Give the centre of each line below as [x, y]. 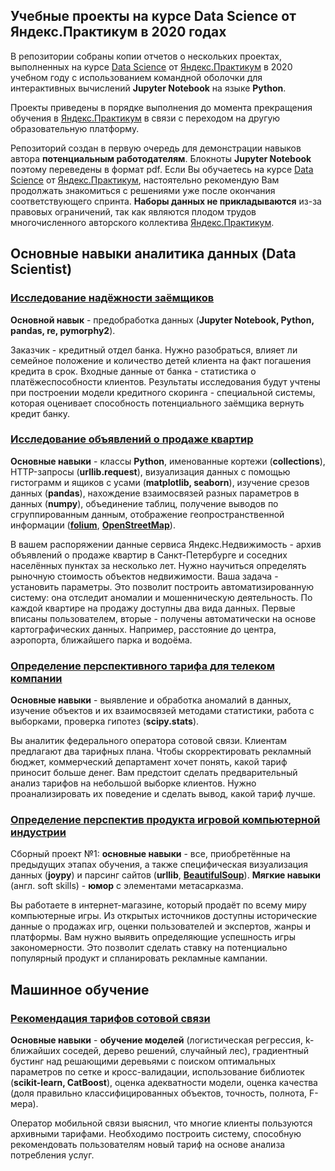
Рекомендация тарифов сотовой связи [110, 1018]
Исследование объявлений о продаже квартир [132, 439]
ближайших [35, 1051]
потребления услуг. [52, 1155]
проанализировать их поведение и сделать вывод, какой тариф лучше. [163, 794]
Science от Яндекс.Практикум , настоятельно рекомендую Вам [145, 180]
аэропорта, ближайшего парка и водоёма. [101, 640]
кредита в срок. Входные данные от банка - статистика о [133, 371]
